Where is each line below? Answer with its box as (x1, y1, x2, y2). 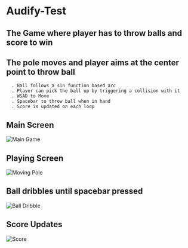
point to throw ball (6, 67, 76, 77)
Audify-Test (6, 4, 67, 18)
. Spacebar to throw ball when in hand (11, 99, 111, 105)
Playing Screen (6, 153, 64, 163)
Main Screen (6, 120, 54, 130)
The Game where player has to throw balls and (6, 28, 183, 38)
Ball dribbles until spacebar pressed (6, 186, 143, 197)
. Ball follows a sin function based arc (11, 82, 116, 89)
